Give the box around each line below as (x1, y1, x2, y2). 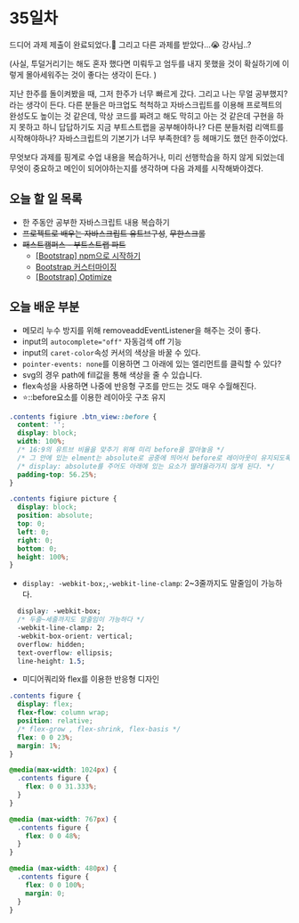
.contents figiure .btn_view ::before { (9, 412, 158, 421)
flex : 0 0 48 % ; (25, 831, 82, 840)
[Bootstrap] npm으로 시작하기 (35, 250, 141, 261)
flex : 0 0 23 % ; (17, 732, 74, 742)
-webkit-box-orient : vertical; (17, 632, 133, 641)
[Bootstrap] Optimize (35, 271, 113, 282)
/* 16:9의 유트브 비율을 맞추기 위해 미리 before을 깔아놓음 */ (17, 445, 225, 454)
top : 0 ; (17, 519, 46, 528)
